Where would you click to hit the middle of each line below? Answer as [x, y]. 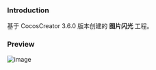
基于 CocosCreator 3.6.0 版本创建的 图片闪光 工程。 [80, 26]
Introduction [28, 10]
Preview [21, 45]
